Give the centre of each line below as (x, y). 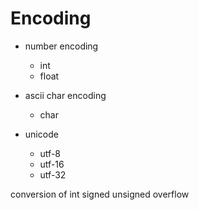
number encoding (61, 46)
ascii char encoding (65, 95)
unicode (41, 134)
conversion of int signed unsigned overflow (100, 194)
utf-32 (53, 174)
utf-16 (52, 164)
